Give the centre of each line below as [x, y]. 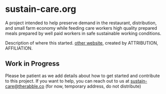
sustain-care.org [41, 9]
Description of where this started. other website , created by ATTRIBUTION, [82, 43]
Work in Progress [32, 64]
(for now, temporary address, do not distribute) [93, 86]
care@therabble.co [25, 86]
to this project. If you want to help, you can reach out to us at [67, 81]
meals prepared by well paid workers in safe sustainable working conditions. [83, 33]
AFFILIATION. [19, 48]
